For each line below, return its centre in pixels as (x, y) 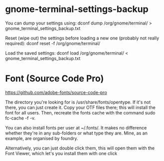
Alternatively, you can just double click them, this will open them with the (80, 148)
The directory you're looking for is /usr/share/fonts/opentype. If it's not (78, 102)
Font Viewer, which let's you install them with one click (61, 153)
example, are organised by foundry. (42, 138)
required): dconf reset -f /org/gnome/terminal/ (53, 43)
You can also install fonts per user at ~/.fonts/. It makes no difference (76, 127)
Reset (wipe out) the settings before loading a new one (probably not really (82, 38)
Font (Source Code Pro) (55, 79)
